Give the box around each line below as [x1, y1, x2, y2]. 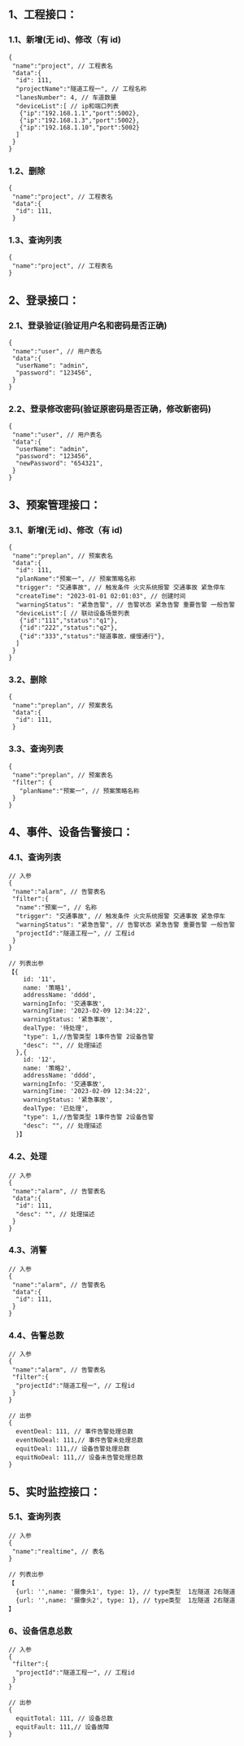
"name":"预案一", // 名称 [15, 904, 98, 912]
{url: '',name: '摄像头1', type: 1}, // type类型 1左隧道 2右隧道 [15, 1587, 236, 1595]
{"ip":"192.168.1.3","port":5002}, [19, 116, 140, 125]
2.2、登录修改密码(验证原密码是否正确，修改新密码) [8, 403, 211, 414]
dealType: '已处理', [23, 1105, 89, 1113]
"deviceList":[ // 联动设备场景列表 [15, 609, 130, 617]
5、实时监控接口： [8, 1485, 102, 1499]
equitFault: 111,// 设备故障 [15, 1723, 110, 1731]
